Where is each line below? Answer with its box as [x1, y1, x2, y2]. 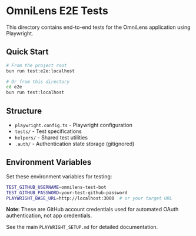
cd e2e [6, 84, 22, 90]
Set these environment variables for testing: [6, 172, 112, 180]
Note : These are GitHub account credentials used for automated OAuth [6, 206, 179, 213]
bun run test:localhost [6, 89, 65, 95]
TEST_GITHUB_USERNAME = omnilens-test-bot [6, 184, 107, 190]
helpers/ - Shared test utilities [14, 134, 88, 141]
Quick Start [6, 47, 49, 57]
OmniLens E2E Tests [6, 4, 109, 18]
